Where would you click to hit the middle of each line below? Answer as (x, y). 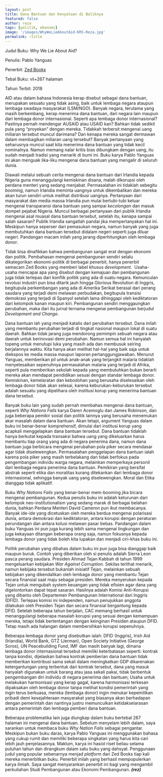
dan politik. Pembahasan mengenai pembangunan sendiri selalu (69, 257)
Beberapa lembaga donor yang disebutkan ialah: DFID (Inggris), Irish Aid (78, 636)
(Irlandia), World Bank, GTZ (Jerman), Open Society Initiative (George (75, 641)
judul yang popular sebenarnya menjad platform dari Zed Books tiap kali (77, 754)
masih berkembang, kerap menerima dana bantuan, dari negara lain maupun (82, 113)
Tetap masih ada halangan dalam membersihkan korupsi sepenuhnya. (75, 626)
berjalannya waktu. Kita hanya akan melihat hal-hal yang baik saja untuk (77, 349)
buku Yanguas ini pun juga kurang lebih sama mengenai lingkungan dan (77, 528)
